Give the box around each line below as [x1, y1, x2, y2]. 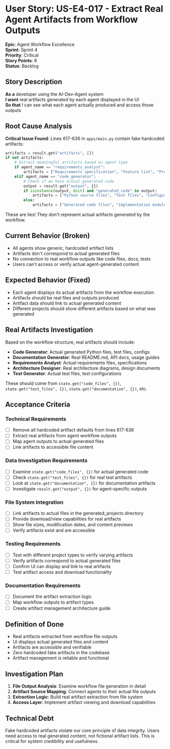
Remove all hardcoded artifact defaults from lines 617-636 [12, 427, 134, 433]
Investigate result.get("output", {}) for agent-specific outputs [12, 485, 147, 492]
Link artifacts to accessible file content [12, 444, 94, 450]
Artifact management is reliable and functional [12, 655, 109, 661]
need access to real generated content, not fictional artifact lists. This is [5, 733, 155, 739]
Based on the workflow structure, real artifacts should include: [5, 339, 135, 345]
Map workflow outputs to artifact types [12, 599, 94, 606]
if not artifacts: [5, 155, 44, 160]
